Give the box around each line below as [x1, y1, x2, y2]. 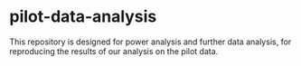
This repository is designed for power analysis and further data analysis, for [9, 36, 292, 47]
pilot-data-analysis [9, 6, 157, 27]
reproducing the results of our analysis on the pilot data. [9, 45, 219, 56]
